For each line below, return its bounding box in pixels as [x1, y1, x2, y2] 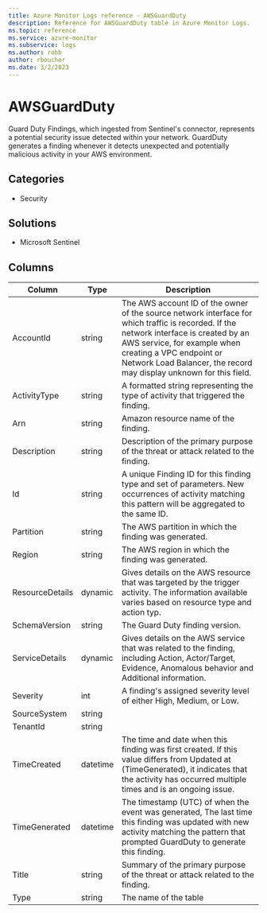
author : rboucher [8, 56, 66, 64]
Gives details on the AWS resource [122, 567, 251, 578]
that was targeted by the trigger [122, 577, 240, 589]
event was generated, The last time [122, 806, 253, 818]
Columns [8, 260, 54, 274]
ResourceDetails [12, 587, 74, 598]
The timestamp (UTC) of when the [122, 797, 250, 808]
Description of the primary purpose [122, 436, 253, 447]
